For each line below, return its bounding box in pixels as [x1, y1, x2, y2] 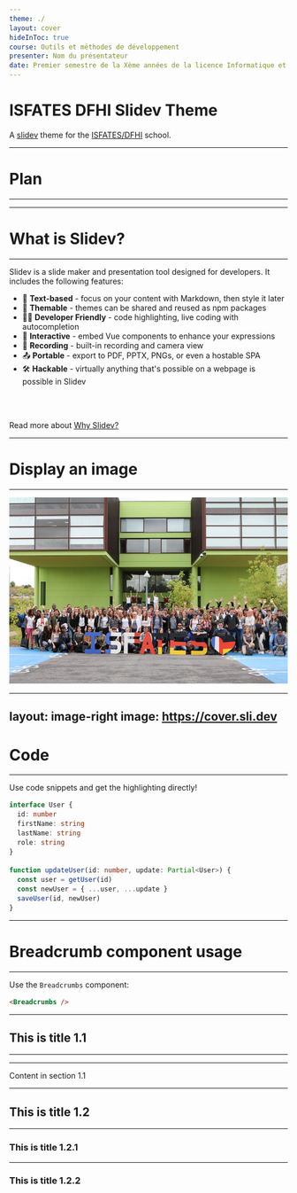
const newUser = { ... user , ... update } [17, 885, 168, 894]
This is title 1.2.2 [9, 1174, 81, 1187]
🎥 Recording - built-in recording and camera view [21, 339, 204, 350]
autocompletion [21, 321, 80, 331]
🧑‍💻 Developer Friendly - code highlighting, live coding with [21, 311, 239, 323]
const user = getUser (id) [17, 876, 113, 885]
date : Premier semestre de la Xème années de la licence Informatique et [9, 61, 287, 70]
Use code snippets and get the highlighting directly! [9, 783, 198, 793]
